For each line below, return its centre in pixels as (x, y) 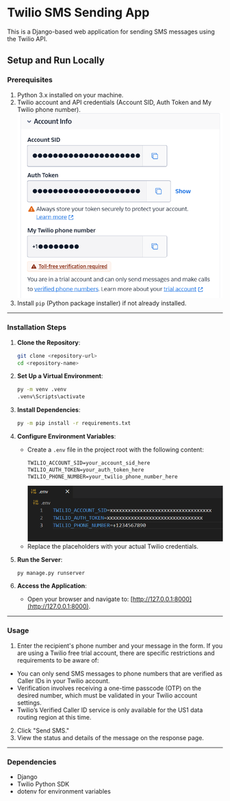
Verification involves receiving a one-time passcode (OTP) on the (109, 688)
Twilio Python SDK (43, 784)
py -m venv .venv (42, 390)
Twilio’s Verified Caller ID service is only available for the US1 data (110, 710)
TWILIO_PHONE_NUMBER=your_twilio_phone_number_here (102, 477)
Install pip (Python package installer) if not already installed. (102, 304)
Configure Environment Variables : (66, 436)
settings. (29, 702)
